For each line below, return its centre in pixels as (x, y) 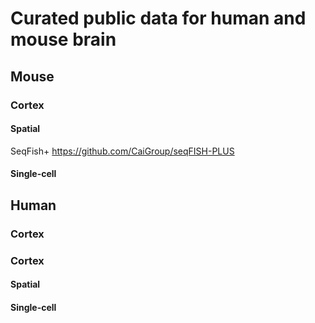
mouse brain (63, 39)
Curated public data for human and (158, 18)
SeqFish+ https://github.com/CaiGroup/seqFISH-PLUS (122, 151)
